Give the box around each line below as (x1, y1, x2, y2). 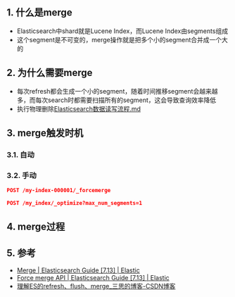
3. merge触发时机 (6, 127, 84, 139)
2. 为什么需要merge (6, 67, 93, 79)
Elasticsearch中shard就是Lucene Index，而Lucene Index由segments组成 (16, 27, 229, 35)
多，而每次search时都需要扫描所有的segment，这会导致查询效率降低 (16, 96, 217, 104)
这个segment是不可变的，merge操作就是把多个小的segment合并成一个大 (16, 35, 228, 44)
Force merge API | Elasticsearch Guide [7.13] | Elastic (16, 274, 170, 282)
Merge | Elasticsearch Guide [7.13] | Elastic (16, 266, 140, 274)
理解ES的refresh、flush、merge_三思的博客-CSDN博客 (16, 282, 176, 291)
